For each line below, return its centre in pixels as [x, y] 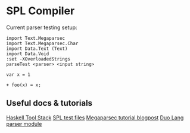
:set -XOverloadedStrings [38, 59]
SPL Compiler [41, 11]
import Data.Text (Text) [37, 49]
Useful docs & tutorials [49, 103]
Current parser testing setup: [42, 27]
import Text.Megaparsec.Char [42, 43]
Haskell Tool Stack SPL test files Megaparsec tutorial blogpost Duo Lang [95, 118]
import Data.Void [28, 54]
